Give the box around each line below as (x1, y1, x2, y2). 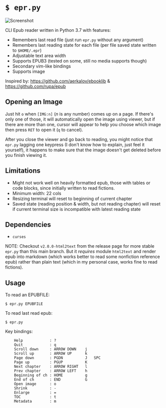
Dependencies (5, 220, 51, 229)
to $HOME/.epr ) (12, 47, 42, 53)
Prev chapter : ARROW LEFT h (14, 368, 88, 374)
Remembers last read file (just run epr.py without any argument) (12, 37, 144, 43)
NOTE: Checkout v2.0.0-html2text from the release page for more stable (5, 243, 155, 249)
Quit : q (14, 342, 56, 347)
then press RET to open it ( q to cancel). (5, 127, 83, 133)
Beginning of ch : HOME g (14, 373, 88, 378)
